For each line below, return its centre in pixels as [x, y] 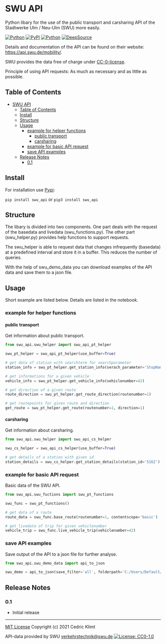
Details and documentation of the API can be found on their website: [75, 47]
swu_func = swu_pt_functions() [37, 503]
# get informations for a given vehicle [47, 376]
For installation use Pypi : [30, 190]
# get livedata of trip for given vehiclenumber [56, 526]
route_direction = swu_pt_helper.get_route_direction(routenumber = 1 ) [78, 394]
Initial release [26, 613]
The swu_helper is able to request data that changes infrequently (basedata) [83, 247]
